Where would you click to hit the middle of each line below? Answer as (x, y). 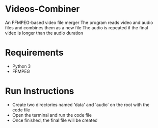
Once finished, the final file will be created (55, 120)
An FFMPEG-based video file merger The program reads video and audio (79, 22)
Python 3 (21, 66)
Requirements (34, 53)
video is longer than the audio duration (44, 33)
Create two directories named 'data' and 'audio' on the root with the (81, 105)
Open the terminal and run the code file (52, 115)
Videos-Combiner (42, 9)
